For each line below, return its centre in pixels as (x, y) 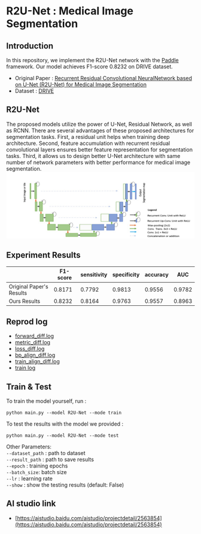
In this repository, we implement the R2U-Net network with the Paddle (92, 60)
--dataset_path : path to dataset (46, 453)
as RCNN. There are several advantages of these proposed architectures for (100, 131)
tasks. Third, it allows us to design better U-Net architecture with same (93, 156)
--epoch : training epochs (37, 466)
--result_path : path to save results (50, 459)
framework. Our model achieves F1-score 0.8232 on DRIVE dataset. (90, 66)
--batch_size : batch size (36, 472)
